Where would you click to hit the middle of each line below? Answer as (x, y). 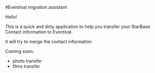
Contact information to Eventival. (39, 32)
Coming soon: (19, 51)
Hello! (11, 17)
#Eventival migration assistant (36, 7)
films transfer (26, 66)
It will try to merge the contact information (48, 41)
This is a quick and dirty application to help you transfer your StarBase (78, 26)
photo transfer (27, 61)
